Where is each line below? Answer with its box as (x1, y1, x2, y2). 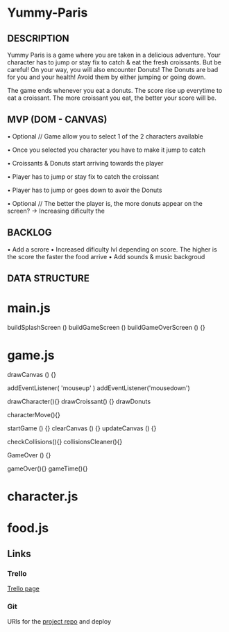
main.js (7, 300, 51, 316)
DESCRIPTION (7, 33, 69, 44)
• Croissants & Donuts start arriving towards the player (7, 159, 164, 167)
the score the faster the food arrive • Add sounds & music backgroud (7, 252, 205, 261)
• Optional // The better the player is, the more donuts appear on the (7, 199, 203, 207)
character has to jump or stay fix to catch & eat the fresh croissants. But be (7, 58, 222, 67)
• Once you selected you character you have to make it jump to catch (7, 146, 206, 154)
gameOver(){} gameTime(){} (7, 464, 88, 473)
